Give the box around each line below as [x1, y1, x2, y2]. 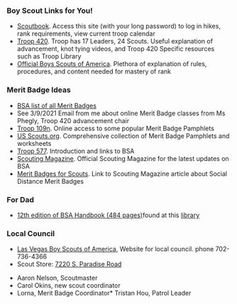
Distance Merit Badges [16, 177, 84, 185]
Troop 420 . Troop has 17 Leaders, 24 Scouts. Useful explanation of [16, 37, 214, 46]
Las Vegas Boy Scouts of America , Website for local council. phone [16, 245, 214, 253]
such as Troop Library [16, 52, 82, 61]
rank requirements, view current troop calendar [16, 29, 155, 38]
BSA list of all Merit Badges [16, 101, 97, 110]
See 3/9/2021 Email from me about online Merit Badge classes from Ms [16, 109, 226, 117]
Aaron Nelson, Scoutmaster [16, 273, 98, 283]
